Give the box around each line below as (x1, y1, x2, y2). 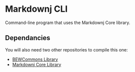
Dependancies (5, 34, 50, 42)
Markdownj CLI (5, 3, 68, 15)
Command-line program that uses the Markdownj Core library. (5, 20, 131, 25)
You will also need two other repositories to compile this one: (5, 47, 128, 52)
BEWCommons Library (12, 56, 58, 62)
